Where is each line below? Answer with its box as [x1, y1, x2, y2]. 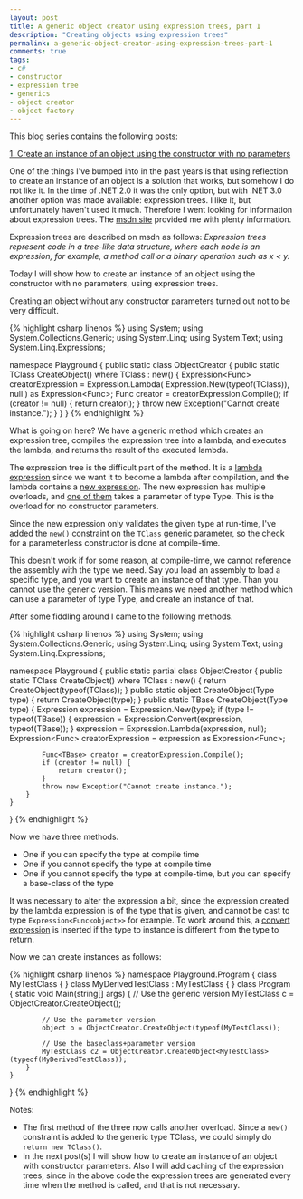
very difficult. [9, 305, 59, 316]
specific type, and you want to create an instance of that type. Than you [9, 575, 279, 585]
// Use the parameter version [42, 1016, 156, 1025]
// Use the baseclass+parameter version [42, 1039, 196, 1049]
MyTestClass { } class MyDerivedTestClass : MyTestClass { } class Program [9, 979, 291, 990]
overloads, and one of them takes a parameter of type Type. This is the [9, 491, 274, 502]
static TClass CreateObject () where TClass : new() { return [9, 675, 227, 686]
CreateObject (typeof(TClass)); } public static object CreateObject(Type [9, 685, 275, 696]
